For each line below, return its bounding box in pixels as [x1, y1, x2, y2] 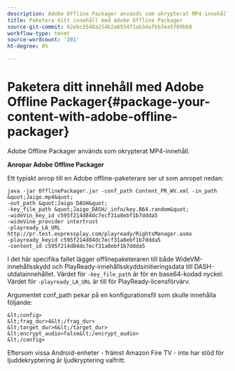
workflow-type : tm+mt [7, 29, 71, 37]
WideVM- [175, 255, 203, 263]
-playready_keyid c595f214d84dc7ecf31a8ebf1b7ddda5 [7, 236, 161, 244]
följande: [7, 298, 33, 307]
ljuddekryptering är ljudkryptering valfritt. [7, 356, 126, 364]
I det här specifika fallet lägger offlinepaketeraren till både [7, 255, 174, 263]
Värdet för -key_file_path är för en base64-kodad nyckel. [57, 269, 224, 278]
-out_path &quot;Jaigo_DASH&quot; [7, 199, 108, 206]
